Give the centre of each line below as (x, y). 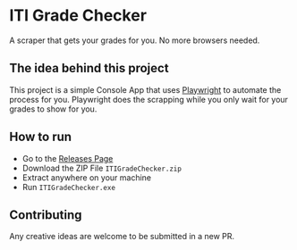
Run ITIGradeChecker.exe (69, 187)
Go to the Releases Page (68, 158)
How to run (41, 137)
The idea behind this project (89, 68)
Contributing (46, 215)
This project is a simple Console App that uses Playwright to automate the (145, 89)
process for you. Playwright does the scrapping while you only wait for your (149, 99)
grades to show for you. (53, 109)
